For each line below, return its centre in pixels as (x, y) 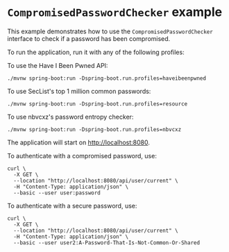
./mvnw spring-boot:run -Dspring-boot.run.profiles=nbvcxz (94, 129)
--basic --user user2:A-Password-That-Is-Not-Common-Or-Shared (107, 243)
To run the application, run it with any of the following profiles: (96, 52)
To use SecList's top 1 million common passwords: (79, 91)
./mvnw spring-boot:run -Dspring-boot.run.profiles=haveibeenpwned (107, 78)
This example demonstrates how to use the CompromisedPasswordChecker (110, 31)
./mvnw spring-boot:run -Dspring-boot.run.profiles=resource (97, 104)
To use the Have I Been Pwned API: (58, 65)
